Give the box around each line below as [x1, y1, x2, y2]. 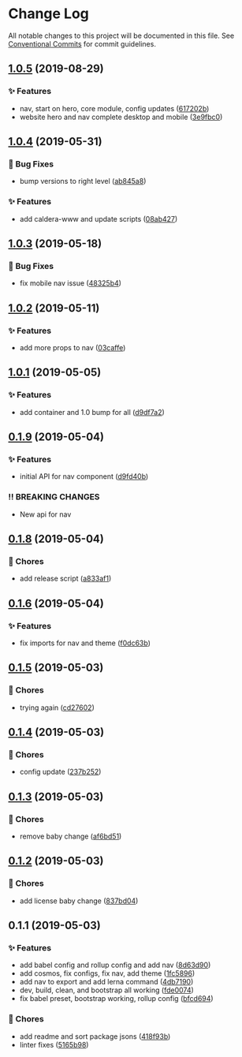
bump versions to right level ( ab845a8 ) [19, 177, 147, 186]
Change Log [8, 5, 89, 23]
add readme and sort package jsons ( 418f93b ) [19, 1031, 171, 1041]
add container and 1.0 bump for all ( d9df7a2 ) [19, 407, 166, 416]
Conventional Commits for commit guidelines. [8, 39, 156, 48]
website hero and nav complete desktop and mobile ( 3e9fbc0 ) [19, 112, 223, 121]
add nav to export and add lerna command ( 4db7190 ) [19, 977, 194, 987]
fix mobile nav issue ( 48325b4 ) [19, 278, 122, 288]
